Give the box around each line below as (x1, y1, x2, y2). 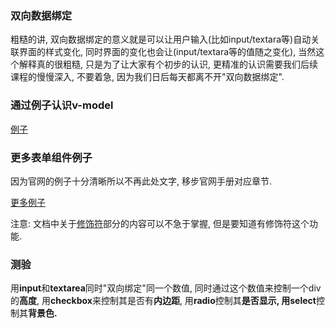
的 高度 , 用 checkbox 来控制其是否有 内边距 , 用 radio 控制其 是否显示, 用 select (10, 295, 317, 307)
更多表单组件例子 (10, 150, 93, 164)
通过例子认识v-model (10, 98, 114, 112)
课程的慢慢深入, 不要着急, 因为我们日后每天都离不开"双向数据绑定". (10, 71, 285, 83)
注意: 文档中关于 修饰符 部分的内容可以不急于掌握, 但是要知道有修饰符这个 (10, 217, 310, 229)
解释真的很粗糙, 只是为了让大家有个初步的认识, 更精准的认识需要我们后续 (18, 58, 318, 71)
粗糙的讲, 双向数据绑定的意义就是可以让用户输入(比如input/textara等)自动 (10, 33, 312, 46)
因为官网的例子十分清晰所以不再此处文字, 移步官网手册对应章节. (10, 175, 273, 187)
